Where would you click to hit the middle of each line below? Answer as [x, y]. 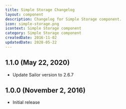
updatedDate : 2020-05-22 [31, 42]
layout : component [24, 14]
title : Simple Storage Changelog [40, 10]
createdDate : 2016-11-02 [31, 38]
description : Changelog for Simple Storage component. [63, 19]
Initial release [26, 102]
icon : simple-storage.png [32, 24]
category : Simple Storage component [43, 33]
